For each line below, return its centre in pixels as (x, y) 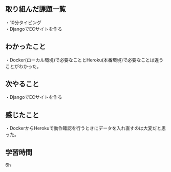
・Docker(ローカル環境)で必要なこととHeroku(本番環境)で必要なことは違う (84, 60)
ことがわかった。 (23, 66)
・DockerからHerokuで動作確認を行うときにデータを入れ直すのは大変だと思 (86, 128)
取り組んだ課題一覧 (36, 9)
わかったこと (26, 47)
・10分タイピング (24, 23)
